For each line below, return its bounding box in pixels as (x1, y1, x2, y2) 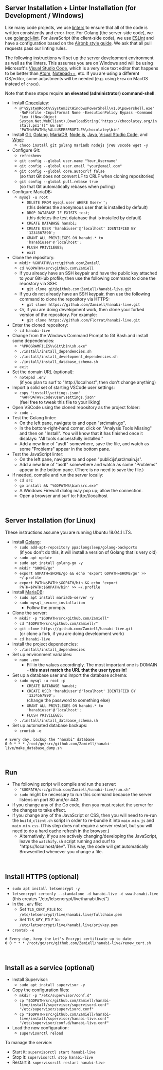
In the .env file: (12, 901, 42, 907)
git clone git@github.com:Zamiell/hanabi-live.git (26, 286, 132, 292)
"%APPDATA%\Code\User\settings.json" (19, 395, 96, 400)
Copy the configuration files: (12, 987, 70, 993)
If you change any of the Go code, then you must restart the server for (12, 802, 153, 808)
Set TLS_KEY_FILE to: (19, 917, 60, 923)
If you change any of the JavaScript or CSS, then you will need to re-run (12, 812, 157, 819)
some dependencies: (12, 338, 54, 343)
